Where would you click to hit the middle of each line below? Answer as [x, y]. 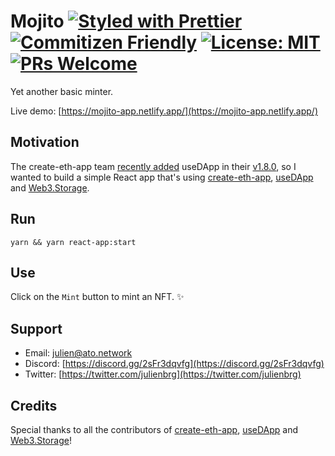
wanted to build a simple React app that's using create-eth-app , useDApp [162, 177]
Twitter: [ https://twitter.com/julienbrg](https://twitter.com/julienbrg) [163, 374]
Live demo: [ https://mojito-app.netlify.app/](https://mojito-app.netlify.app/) [164, 111]
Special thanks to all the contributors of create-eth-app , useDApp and [154, 429]
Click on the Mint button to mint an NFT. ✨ [97, 297]
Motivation [45, 142]
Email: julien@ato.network [78, 353]
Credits [34, 405]
